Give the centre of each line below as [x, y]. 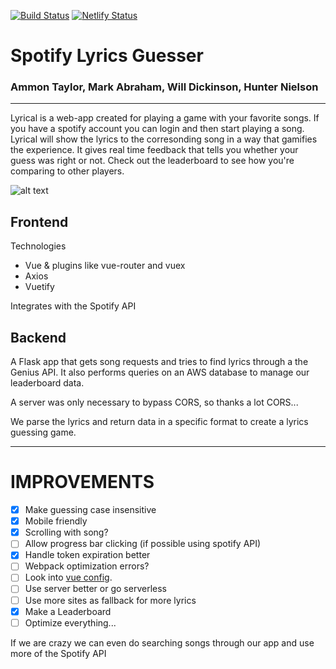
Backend [38, 337]
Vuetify [39, 287]
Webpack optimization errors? [87, 566]
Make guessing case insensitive [90, 510]
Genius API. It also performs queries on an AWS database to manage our [160, 372]
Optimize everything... [70, 622]
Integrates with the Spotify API [73, 306]
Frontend [39, 221]
